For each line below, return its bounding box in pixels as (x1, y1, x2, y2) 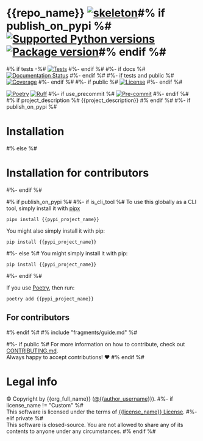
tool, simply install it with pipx (6, 205, 80, 212)
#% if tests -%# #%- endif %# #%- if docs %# (6, 65, 146, 73)
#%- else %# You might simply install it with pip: (6, 249, 128, 257)
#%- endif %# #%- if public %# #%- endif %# (38, 78, 183, 86)
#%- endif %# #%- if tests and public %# (69, 71, 174, 79)
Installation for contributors (6, 166, 149, 180)
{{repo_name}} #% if (6, 6, 166, 20)
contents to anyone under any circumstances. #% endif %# (6, 428, 156, 435)
